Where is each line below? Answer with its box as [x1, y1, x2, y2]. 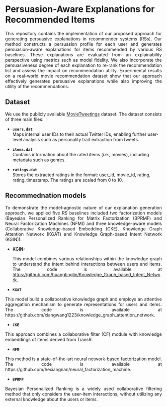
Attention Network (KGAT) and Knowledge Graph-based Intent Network [5, 231, 162, 237]
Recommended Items [5, 14, 95, 25]
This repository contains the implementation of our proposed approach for [5, 30, 162, 36]
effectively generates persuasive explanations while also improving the [5, 78, 162, 84]
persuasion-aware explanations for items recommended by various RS [5, 46, 162, 52]
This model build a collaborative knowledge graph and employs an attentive [5, 296, 162, 302]
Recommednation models [5, 192, 86, 200]
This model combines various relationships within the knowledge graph [12, 255, 162, 262]
